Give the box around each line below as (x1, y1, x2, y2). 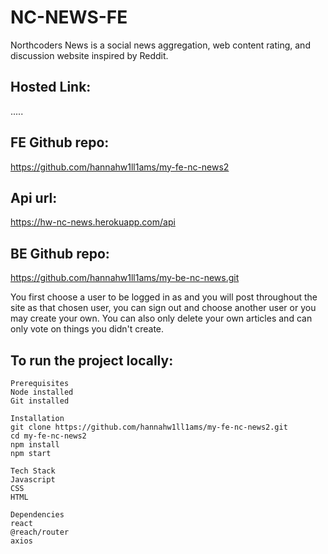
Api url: (10, 189, 58, 206)
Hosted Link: (10, 79, 92, 96)
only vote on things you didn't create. (10, 323, 165, 335)
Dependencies (10, 510, 65, 520)
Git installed (10, 396, 70, 406)
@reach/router (10, 527, 70, 537)
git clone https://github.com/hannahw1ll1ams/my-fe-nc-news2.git (10, 422, 288, 432)
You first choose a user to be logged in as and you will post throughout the (10, 291, 318, 303)
